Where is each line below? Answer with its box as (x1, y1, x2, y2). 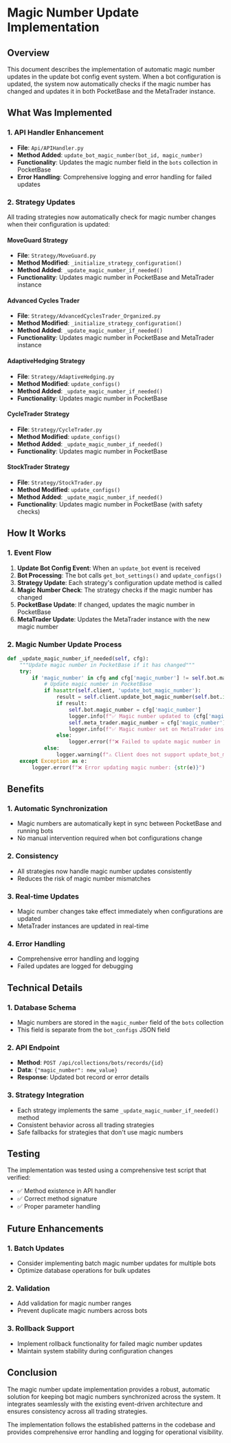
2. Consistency (7, 851, 59, 861)
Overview (7, 47, 50, 59)
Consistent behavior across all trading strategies (16, 1120, 155, 1129)
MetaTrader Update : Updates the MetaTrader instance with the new (16, 615, 210, 623)
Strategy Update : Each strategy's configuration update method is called (16, 578, 222, 586)
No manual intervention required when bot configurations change (16, 834, 203, 842)
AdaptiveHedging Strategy (7, 356, 85, 365)
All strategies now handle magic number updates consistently (16, 867, 192, 875)
